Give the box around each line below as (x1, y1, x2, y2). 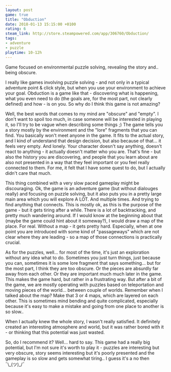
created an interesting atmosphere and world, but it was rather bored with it (5, 324, 164, 330)
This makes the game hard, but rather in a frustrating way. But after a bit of (5, 276, 162, 282)
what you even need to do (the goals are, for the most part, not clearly (5, 95, 153, 102)
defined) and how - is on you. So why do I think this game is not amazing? (5, 101, 160, 107)
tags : (5, 36, 17, 41)
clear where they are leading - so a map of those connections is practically (5, 234, 162, 240)
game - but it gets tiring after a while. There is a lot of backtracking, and (5, 207, 156, 213)
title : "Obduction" (5, 17, 47, 22)
